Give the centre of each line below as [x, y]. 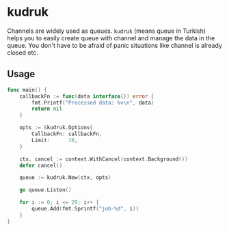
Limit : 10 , [55, 140]
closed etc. [23, 53]
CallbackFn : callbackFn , [67, 134]
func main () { [27, 90]
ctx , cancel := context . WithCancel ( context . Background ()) [104, 159]
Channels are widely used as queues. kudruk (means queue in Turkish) [107, 31]
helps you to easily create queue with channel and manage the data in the [111, 38]
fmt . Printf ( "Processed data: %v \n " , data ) [93, 103]
